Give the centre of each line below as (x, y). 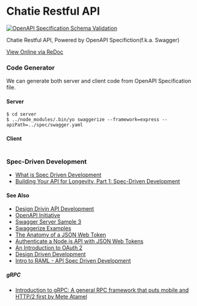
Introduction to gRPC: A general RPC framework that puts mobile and (102, 290)
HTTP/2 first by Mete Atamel (51, 297)
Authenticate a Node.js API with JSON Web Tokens (79, 241)
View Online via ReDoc (35, 52)
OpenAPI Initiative (38, 216)
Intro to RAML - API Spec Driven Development (73, 261)
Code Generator (30, 67)
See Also (18, 195)
